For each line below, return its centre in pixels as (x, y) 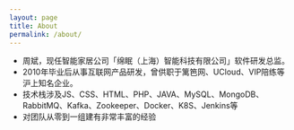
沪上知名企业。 (50, 83)
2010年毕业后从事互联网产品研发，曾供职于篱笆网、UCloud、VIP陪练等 (153, 72)
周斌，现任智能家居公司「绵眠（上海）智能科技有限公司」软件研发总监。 (156, 61)
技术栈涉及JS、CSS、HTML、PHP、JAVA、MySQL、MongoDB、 (143, 94)
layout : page (34, 17)
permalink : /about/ (46, 34)
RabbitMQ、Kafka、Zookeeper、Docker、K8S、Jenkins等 (130, 106)
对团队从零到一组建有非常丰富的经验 (89, 117)
